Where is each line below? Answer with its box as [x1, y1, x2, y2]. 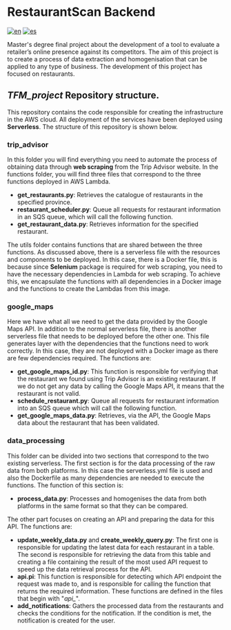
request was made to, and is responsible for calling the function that [17, 580, 212, 588]
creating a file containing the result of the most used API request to [17, 558, 208, 566]
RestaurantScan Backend [7, 4, 156, 20]
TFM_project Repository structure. [7, 90, 160, 101]
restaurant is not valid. [17, 389, 81, 398]
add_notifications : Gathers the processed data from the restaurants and [17, 601, 224, 610]
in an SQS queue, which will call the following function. [17, 213, 174, 221]
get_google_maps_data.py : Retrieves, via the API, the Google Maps [17, 411, 211, 420]
